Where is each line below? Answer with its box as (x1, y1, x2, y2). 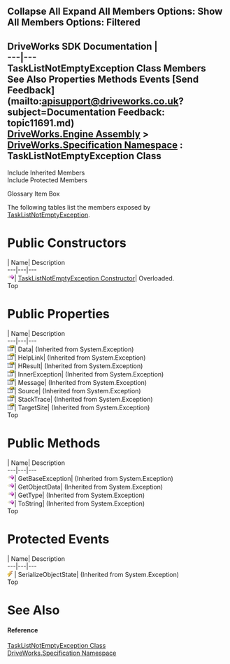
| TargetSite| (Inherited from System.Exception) (14, 403, 150, 412)
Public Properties (7, 306, 110, 322)
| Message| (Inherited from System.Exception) (14, 379, 148, 387)
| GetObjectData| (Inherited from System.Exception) (14, 483, 163, 492)
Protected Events (7, 531, 110, 548)
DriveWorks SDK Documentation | (7, 40, 158, 52)
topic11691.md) (7, 117, 75, 129)
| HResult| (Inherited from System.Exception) (14, 362, 143, 370)
